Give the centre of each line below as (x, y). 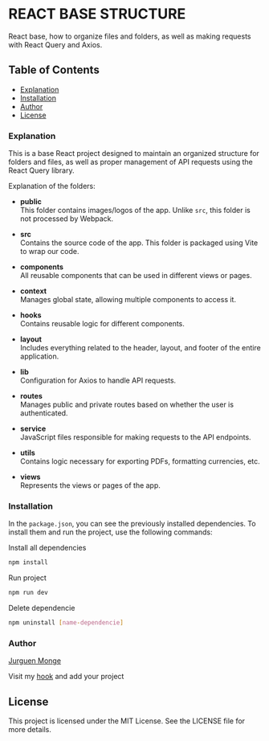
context (33, 291)
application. (39, 356)
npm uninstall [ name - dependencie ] (66, 623)
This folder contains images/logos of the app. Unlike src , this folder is (135, 211)
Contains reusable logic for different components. (102, 324)
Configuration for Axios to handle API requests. (98, 381)
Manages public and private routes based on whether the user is (127, 405)
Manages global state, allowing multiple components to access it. (128, 300)
